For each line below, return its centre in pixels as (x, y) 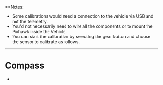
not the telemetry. (30, 21)
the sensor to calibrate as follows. (46, 42)
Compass (25, 66)
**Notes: (15, 7)
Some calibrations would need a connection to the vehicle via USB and (83, 16)
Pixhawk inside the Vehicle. (39, 31)
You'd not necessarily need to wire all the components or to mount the (82, 26)
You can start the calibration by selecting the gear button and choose (81, 36)
